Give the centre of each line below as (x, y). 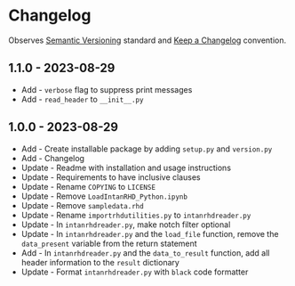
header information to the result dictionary (100, 262)
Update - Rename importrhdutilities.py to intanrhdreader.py (136, 215)
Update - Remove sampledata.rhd (82, 205)
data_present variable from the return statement (109, 243)
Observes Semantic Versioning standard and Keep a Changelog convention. (147, 40)
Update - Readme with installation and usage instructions (126, 168)
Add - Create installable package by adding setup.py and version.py (147, 149)
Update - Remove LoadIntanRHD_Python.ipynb (104, 196)
